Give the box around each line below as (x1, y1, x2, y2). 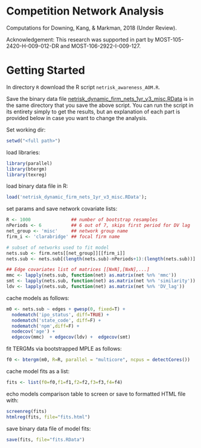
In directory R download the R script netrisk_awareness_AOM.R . (6, 83, 160, 91)
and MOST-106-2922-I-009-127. (60, 42, 141, 50)
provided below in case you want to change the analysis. (6, 114, 148, 121)
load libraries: (6, 149, 40, 156)
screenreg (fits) (6, 408, 47, 414)
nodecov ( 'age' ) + (11, 328, 56, 334)
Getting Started (6, 63, 86, 77)
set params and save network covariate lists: (6, 205, 118, 213)
